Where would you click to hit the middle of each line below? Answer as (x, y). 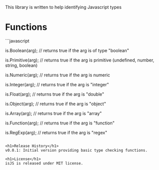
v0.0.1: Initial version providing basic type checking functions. (77, 150)
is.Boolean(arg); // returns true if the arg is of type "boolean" (67, 50)
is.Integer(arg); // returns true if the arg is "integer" (57, 84)
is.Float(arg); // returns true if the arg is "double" (55, 94)
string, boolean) (21, 65)
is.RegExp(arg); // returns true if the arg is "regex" (56, 132)
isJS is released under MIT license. (44, 163)
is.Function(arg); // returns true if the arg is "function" (60, 123)
